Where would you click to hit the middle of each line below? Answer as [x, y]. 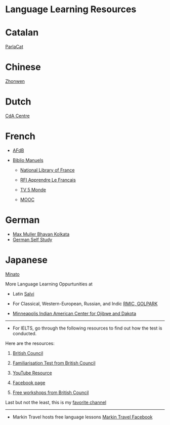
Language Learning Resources [71, 9]
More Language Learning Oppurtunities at [49, 284]
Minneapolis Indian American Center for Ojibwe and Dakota [74, 313]
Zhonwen [15, 81]
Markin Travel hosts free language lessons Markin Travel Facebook [82, 417]
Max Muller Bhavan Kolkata [41, 234]
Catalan [22, 33]
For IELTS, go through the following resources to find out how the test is [87, 328]
